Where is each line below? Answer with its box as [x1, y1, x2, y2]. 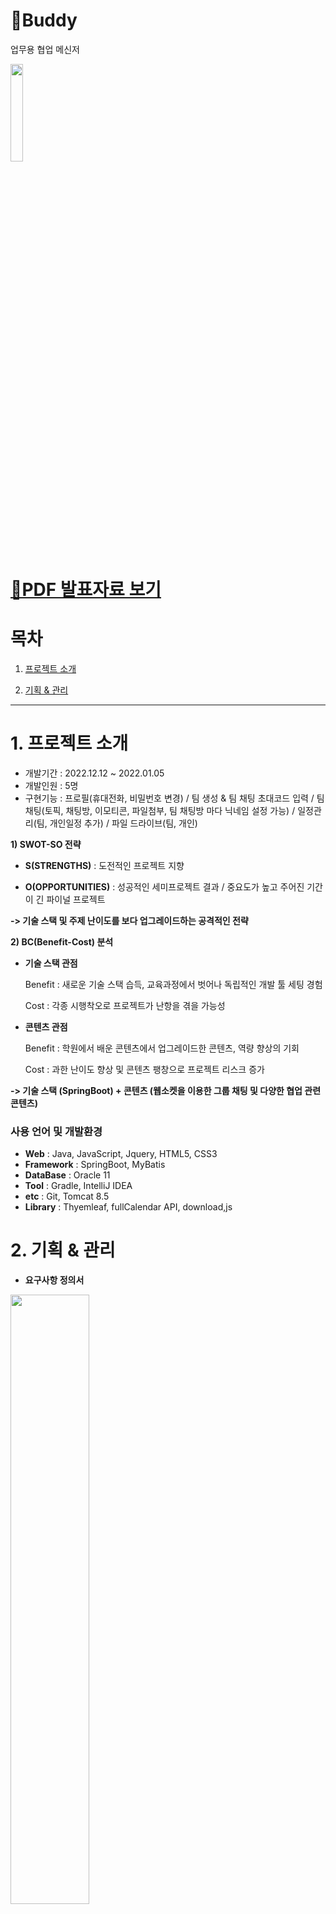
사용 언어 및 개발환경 [10, 1124, 103, 1138]
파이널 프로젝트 [46, 894, 106, 905]
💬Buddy [10, 9, 78, 32]
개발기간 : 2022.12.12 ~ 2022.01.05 [24, 767, 165, 779]
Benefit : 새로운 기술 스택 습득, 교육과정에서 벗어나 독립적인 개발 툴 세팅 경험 [24, 979, 323, 990]
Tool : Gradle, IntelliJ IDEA [24, 1180, 133, 1192]
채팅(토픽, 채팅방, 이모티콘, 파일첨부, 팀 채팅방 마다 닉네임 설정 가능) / [24, 805, 296, 816]
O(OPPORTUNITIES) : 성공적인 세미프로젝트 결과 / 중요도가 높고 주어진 [24, 881, 305, 893]
